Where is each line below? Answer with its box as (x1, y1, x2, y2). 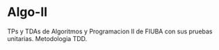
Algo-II (7, 4, 48, 20)
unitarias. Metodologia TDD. (7, 34, 88, 42)
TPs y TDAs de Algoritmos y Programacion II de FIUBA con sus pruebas (7, 27, 213, 35)
